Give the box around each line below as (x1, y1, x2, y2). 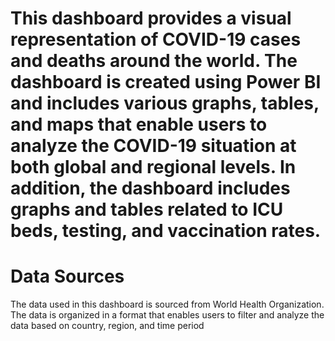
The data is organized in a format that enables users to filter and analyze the (10, 309, 325, 321)
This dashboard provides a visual (10, 7, 292, 30)
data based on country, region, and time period (10, 320, 205, 332)
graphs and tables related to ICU (10, 198, 284, 221)
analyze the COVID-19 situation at (10, 135, 297, 157)
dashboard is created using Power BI (10, 71, 322, 94)
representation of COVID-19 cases (10, 28, 302, 51)
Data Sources (10, 265, 125, 288)
